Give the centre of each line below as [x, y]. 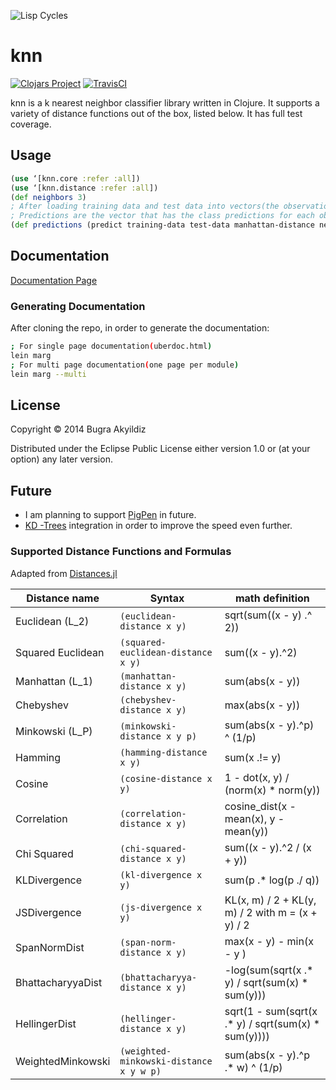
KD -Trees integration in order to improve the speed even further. [158, 526]
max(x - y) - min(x [269, 941]
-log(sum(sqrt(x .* [269, 970]
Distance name [63, 598]
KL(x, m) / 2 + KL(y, [270, 900]
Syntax [167, 598]
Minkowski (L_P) [54, 731]
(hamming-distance [163, 752]
